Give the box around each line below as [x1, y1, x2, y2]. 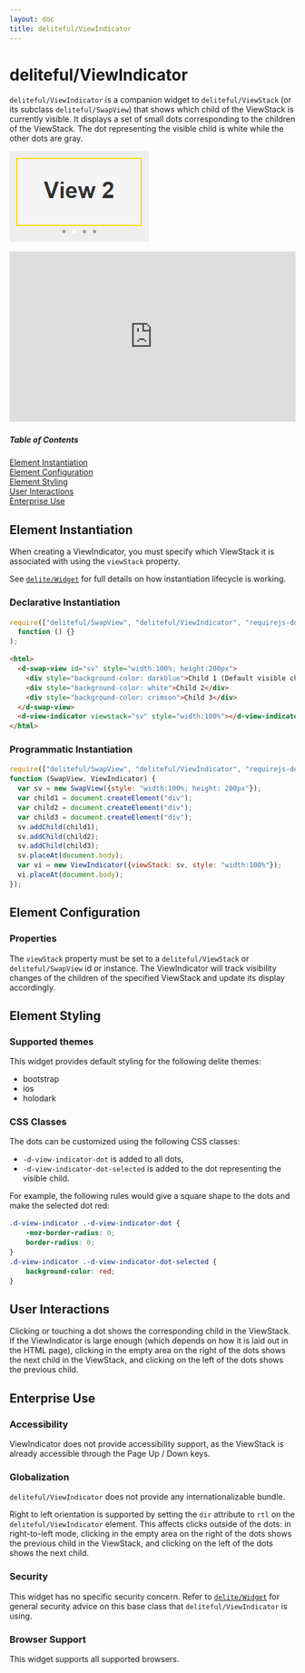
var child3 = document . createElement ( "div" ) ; [17, 813, 193, 822]
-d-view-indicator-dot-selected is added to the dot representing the [22, 1163, 281, 1174]
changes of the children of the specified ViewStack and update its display [9, 972, 286, 983]
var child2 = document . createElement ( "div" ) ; [17, 803, 193, 812]
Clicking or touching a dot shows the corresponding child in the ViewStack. [9, 1326, 291, 1337]
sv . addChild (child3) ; [17, 841, 100, 851]
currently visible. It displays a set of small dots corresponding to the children [9, 114, 296, 124]
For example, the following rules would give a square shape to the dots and [9, 1191, 290, 1202]
